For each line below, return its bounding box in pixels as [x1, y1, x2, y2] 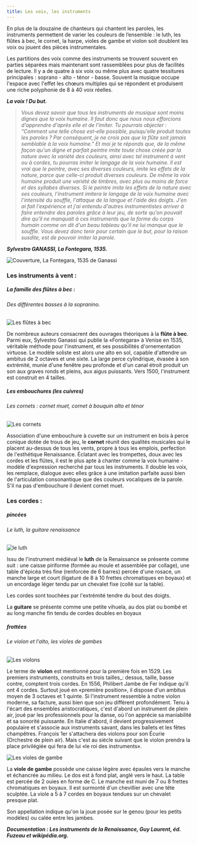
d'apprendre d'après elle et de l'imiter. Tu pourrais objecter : [21, 121, 167, 128]
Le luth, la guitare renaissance [6, 526, 80, 533]
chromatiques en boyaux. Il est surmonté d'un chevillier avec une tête [6, 784, 175, 791]
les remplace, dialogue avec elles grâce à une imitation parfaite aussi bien [6, 469, 185, 476]
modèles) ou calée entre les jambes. [6, 814, 94, 821]
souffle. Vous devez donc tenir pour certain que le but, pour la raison [21, 228, 188, 235]
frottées [6, 623, 27, 630]
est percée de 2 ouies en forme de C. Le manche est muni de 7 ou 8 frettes [6, 777, 188, 785]
